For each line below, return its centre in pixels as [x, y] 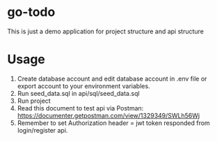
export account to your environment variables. [84, 86]
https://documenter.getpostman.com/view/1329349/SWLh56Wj [108, 115]
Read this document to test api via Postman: [80, 108]
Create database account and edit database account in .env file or [112, 78]
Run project [34, 101]
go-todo [31, 12]
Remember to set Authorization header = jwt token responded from [113, 123]
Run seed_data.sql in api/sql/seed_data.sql [79, 93]
